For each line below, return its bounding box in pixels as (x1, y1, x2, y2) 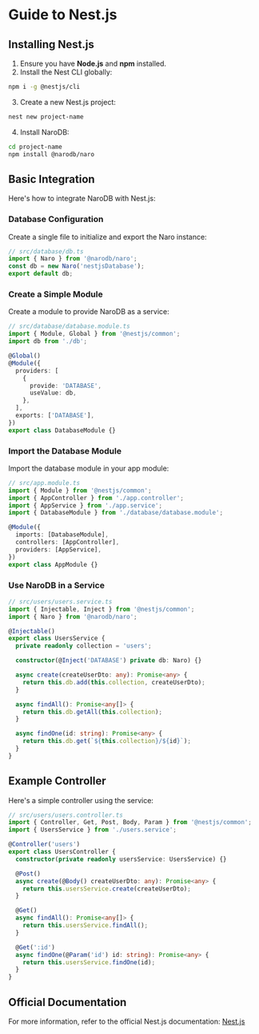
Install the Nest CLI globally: (19, 67, 113, 77)
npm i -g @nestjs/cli (8, 83, 81, 91)
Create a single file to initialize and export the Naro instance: (8, 232, 207, 241)
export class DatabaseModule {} (8, 426, 116, 434)
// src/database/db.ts (8, 247, 84, 256)
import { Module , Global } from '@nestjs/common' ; (8, 330, 181, 338)
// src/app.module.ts (8, 479, 81, 487)
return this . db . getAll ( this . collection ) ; (22, 708, 162, 716)
